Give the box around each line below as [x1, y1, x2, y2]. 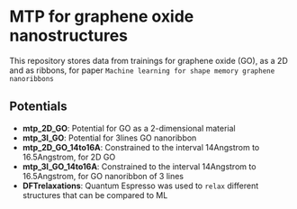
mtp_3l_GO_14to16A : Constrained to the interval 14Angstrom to [22, 160, 256, 172]
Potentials [9, 99, 67, 114]
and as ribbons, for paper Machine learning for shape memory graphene [9, 65, 275, 76]
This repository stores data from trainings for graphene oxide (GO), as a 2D [9, 55, 288, 66]
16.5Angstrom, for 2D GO [22, 151, 116, 162]
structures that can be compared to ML [22, 189, 168, 200]
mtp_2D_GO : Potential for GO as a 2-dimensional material [22, 123, 236, 133]
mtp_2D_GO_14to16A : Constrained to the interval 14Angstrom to [22, 141, 260, 152]
